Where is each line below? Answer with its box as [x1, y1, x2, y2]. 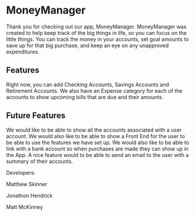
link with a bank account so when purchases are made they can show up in [6, 145, 189, 152]
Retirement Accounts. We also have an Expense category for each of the [6, 87, 183, 94]
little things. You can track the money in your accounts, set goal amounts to [6, 35, 189, 42]
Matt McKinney [6, 203, 43, 210]
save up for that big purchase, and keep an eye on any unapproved [6, 42, 169, 49]
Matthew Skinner [6, 181, 48, 188]
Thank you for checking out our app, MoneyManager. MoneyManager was [6, 23, 187, 30]
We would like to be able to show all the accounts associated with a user [6, 126, 182, 133]
